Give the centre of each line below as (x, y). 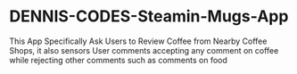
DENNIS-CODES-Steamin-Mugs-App (149, 16)
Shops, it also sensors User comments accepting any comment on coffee (144, 50)
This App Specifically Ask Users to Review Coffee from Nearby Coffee (138, 41)
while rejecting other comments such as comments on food (118, 60)
